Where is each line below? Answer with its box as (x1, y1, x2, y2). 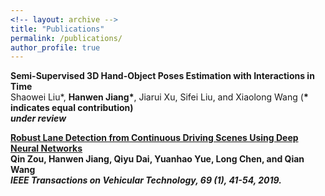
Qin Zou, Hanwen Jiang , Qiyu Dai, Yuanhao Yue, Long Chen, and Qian (10, 153, 305, 165)
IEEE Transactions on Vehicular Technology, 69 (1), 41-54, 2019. (10, 174, 282, 186)
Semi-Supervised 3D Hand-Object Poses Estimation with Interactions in (10, 70, 315, 82)
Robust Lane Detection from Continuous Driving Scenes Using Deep (10, 132, 299, 144)
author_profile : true (10, 42, 101, 53)
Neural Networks (10, 142, 83, 155)
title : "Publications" (10, 24, 105, 34)
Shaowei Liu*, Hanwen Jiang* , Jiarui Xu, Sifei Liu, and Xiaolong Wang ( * (10, 91, 309, 103)
